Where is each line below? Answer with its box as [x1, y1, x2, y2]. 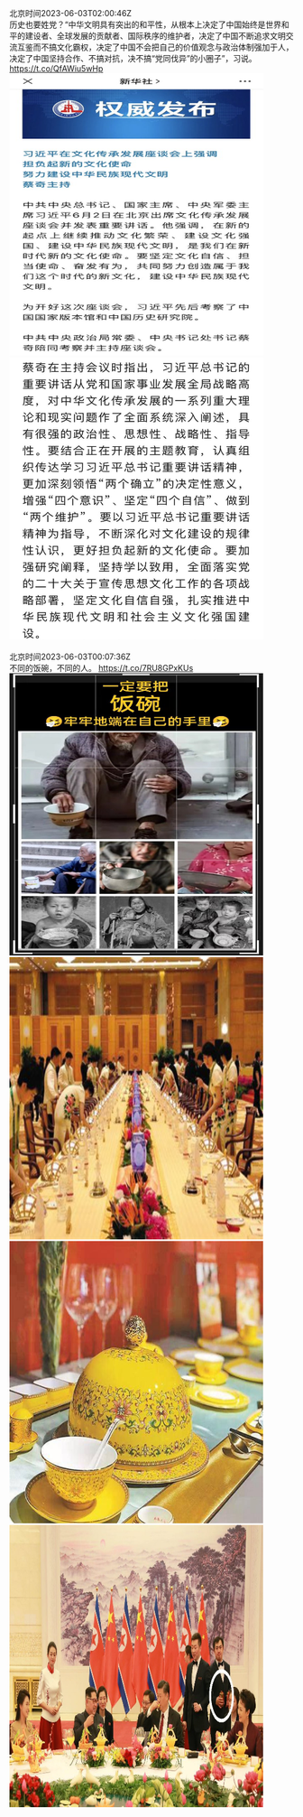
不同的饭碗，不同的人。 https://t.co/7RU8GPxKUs [9, 663, 194, 673]
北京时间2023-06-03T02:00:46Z [9, 8, 133, 18]
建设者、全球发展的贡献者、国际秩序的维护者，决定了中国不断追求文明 [24, 31, 286, 41]
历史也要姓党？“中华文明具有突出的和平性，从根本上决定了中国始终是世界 [9, 19, 282, 30]
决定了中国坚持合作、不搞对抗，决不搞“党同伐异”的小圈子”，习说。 [9, 53, 257, 63]
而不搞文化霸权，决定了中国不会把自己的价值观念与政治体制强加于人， [32, 42, 294, 52]
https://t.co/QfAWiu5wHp [9, 63, 104, 74]
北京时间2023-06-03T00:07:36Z [9, 651, 131, 662]
